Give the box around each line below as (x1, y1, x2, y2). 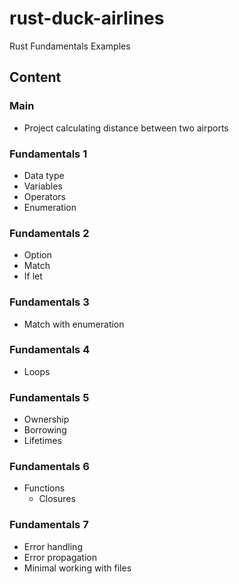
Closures (38, 493, 76, 505)
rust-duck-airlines (9, 7, 165, 30)
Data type (23, 169, 65, 181)
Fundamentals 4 (9, 343, 91, 357)
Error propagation (23, 551, 98, 563)
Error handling (23, 540, 83, 552)
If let (23, 270, 43, 282)
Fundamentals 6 (9, 460, 90, 474)
